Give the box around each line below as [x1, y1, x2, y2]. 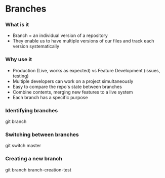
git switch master [5, 143, 42, 149]
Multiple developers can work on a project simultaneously [12, 78, 134, 84]
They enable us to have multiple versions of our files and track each [12, 38, 154, 44]
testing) [12, 73, 29, 79]
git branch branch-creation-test [5, 166, 72, 172]
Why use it [5, 56, 32, 63]
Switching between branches [5, 131, 79, 138]
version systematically [12, 43, 60, 50]
